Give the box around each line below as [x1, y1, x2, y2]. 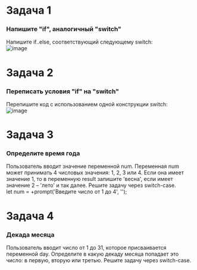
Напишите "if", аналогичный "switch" [6, 25, 121, 33]
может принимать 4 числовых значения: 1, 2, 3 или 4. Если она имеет [6, 169, 185, 176]
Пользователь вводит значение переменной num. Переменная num [6, 162, 180, 170]
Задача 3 [6, 128, 54, 142]
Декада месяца [6, 231, 55, 239]
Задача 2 [6, 66, 54, 79]
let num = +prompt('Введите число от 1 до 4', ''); [6, 188, 127, 195]
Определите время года [6, 149, 80, 158]
